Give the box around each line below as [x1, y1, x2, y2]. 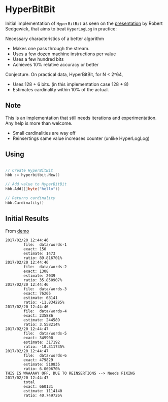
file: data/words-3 [23, 286, 67, 291]
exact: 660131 [23, 384, 53, 389]
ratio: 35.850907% [23, 277, 62, 282]
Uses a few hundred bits [12, 56, 64, 62]
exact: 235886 [23, 313, 53, 318]
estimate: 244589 [23, 317, 60, 322]
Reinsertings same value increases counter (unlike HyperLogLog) [12, 135, 150, 141]
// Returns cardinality [5, 196, 56, 201]
